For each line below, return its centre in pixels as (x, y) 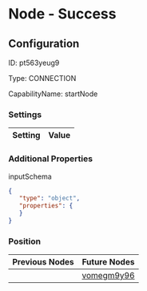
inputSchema (30, 176)
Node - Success (62, 14)
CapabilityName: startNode (53, 94)
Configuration (44, 44)
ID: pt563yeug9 (34, 63)
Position (25, 241)
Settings (25, 115)
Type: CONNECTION (42, 78)
